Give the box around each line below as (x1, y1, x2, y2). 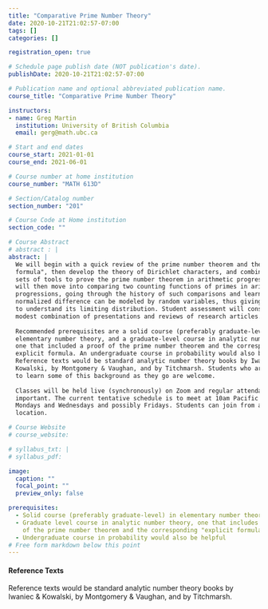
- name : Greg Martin (8, 113, 77, 122)
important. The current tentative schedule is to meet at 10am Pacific (15, 394, 259, 402)
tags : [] (8, 26, 37, 34)
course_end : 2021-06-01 (8, 158, 88, 166)
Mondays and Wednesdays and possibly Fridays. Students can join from (15, 401, 255, 410)
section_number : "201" (8, 201, 84, 210)
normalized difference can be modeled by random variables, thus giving (15, 297, 262, 306)
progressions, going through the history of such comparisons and (15, 290, 241, 298)
